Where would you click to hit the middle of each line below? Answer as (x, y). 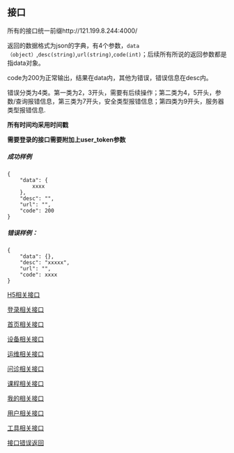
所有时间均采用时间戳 (38, 125)
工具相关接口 (25, 428)
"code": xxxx (39, 275)
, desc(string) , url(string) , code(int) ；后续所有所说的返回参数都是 (131, 54)
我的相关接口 (25, 398)
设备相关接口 (25, 339)
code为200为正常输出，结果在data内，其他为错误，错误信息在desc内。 (110, 77)
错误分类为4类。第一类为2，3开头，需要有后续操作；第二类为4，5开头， (111, 92)
